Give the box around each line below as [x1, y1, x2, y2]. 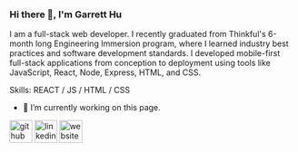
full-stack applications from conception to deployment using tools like [9, 58, 271, 69]
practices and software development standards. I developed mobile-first [9, 48, 281, 59]
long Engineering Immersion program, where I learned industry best [35, 38, 289, 49]
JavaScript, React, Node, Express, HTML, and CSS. [9, 67, 202, 78]
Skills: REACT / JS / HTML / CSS [9, 85, 130, 96]
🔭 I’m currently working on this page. [22, 102, 161, 113]
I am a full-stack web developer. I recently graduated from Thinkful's [9, 29, 266, 40]
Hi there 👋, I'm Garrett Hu [9, 8, 123, 21]
